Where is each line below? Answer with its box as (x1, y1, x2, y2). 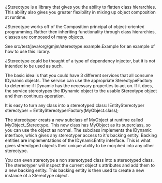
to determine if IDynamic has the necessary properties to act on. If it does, (5, 83, 153, 89)
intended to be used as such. (5, 63, 63, 69)
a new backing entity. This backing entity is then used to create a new (5, 168, 145, 173)
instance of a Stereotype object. (5, 173, 69, 178)
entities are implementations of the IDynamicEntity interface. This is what (5, 137, 151, 143)
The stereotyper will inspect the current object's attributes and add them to (5, 162, 155, 168)
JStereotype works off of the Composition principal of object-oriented (5, 24, 145, 30)
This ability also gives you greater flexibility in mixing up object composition (5, 9, 156, 15)
